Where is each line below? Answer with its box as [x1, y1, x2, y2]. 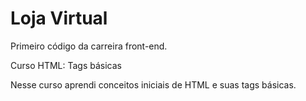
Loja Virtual [10, 7, 108, 30]
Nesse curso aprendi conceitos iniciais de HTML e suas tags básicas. [10, 78, 297, 91]
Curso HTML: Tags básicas [10, 59, 122, 71]
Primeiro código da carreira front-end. [10, 40, 168, 52]
